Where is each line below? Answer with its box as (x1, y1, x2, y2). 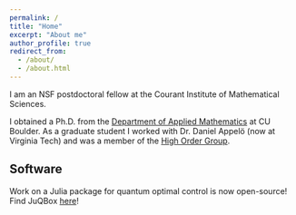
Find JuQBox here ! (9, 195, 79, 206)
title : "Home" (9, 22, 64, 31)
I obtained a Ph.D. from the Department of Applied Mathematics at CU (9, 115, 271, 127)
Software (9, 161, 63, 177)
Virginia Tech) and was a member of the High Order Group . (9, 135, 231, 146)
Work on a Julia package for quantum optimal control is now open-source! (9, 185, 288, 196)
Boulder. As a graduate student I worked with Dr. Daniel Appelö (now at (9, 125, 275, 136)
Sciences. (9, 98, 47, 109)
